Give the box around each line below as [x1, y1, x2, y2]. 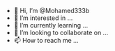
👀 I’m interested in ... [13, 14, 73, 22]
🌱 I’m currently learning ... [13, 21, 89, 29]
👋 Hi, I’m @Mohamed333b [13, 7, 90, 14]
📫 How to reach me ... [13, 37, 79, 44]
